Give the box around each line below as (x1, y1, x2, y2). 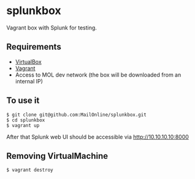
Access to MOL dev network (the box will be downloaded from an (15, 71, 182, 78)
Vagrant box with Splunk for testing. (6, 24, 97, 31)
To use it (6, 96, 40, 106)
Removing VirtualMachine (6, 151, 109, 161)
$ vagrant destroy (6, 167, 53, 173)
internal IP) (15, 77, 43, 85)
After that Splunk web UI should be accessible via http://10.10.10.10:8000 (6, 133, 189, 140)
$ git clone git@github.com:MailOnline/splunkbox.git (6, 112, 147, 118)
